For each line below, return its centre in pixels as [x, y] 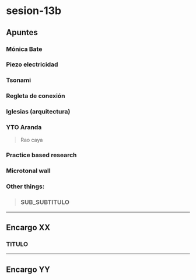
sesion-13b [34, 11]
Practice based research [41, 155]
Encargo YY [28, 269]
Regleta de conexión [36, 96]
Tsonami [18, 80]
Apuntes [22, 32]
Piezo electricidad [32, 64]
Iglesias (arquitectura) [38, 112]
